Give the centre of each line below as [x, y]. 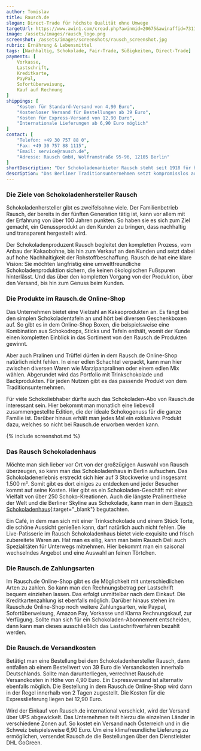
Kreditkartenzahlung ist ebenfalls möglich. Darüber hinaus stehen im [91, 600]
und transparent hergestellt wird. [47, 233]
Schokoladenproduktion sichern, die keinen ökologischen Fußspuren [91, 270]
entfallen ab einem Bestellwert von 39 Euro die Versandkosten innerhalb [95, 668]
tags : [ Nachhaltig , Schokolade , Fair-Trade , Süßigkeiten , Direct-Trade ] [99, 51]
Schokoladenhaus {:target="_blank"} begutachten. [68, 509]
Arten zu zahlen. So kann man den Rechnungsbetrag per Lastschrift [90, 588]
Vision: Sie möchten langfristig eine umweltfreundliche [74, 264]
